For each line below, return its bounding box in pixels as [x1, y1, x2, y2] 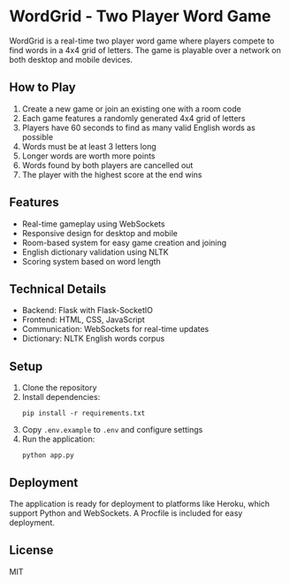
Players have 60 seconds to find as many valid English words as [21, 122, 256, 133]
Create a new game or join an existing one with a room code [21, 104, 241, 114]
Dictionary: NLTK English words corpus [21, 334, 165, 344]
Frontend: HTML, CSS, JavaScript [21, 314, 146, 325]
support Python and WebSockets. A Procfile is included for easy [9, 508, 243, 519]
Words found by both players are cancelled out [21, 159, 194, 170]
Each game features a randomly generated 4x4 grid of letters [21, 112, 246, 123]
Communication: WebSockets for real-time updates [21, 324, 210, 334]
